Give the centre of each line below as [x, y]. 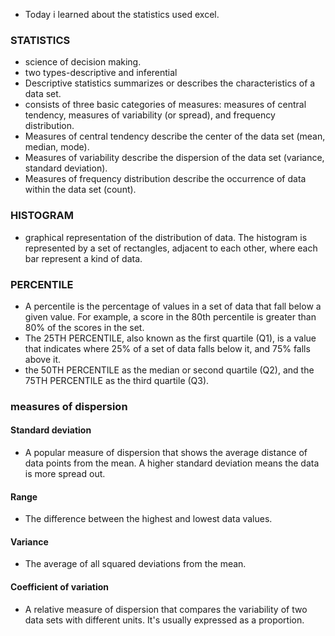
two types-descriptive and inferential [101, 73]
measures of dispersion [69, 406]
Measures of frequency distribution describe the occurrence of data [165, 179]
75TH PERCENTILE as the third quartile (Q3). [117, 380]
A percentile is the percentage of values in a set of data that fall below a [173, 306]
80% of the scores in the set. [84, 327]
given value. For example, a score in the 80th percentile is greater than [170, 316]
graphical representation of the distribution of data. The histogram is [166, 237]
